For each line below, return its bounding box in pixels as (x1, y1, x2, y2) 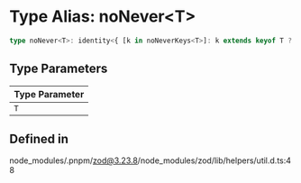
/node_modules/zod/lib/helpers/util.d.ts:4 (137, 155, 291, 166)
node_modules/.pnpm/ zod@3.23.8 (9, 155, 138, 166)
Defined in (9, 132, 69, 147)
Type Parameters (9, 61, 108, 77)
